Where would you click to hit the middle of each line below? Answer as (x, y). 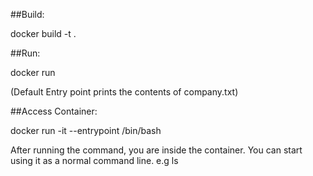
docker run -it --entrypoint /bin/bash (86, 130)
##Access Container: (54, 111)
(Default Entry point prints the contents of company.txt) (124, 92)
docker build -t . (43, 33)
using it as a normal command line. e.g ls (94, 160)
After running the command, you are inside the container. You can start (156, 150)
